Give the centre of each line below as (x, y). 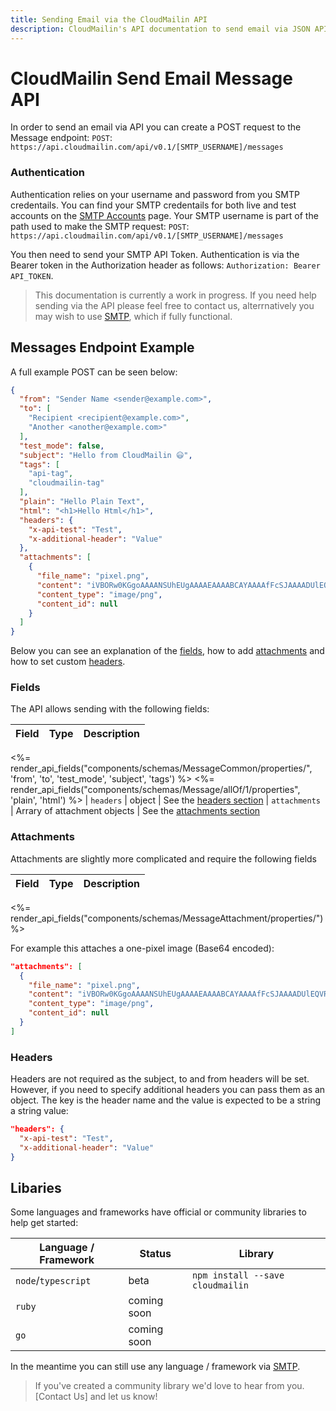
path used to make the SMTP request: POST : (100, 226)
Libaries (36, 1187)
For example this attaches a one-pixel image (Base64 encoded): (142, 948)
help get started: (44, 1223)
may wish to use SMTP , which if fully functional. (133, 316)
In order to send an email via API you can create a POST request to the (156, 127)
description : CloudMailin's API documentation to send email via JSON (160, 29)
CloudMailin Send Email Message (151, 78)
